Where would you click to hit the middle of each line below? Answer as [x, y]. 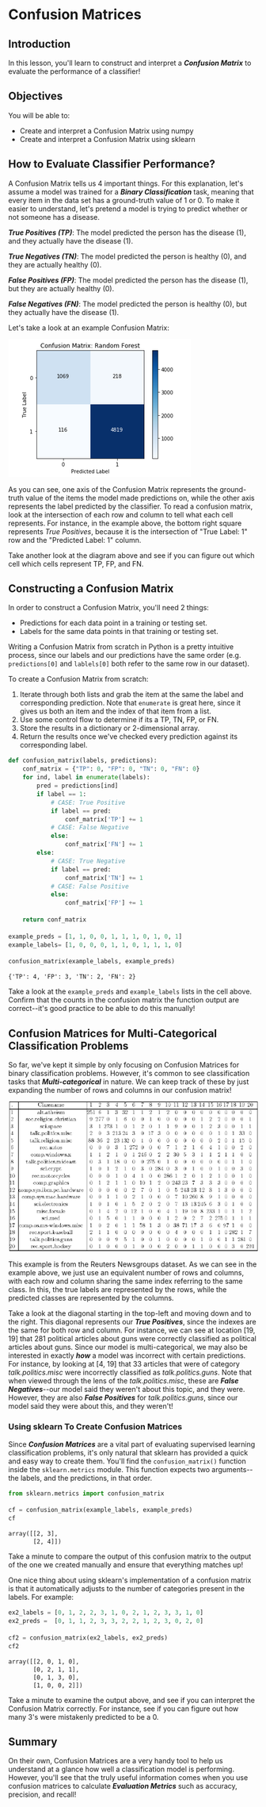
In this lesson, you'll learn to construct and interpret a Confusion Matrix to [130, 63]
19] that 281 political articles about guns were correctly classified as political [133, 1339]
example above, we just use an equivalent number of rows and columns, [126, 1273]
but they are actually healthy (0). [61, 288]
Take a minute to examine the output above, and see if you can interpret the [132, 1700]
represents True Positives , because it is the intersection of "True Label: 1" [128, 531]
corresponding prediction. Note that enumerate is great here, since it [130, 703]
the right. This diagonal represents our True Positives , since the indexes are [132, 1322]
